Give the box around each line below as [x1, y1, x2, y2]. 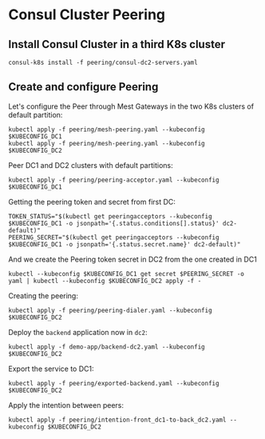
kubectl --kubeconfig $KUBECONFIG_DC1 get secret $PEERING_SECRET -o [8, 269, 245, 277]
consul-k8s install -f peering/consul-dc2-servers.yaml [8, 58, 198, 66]
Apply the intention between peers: [8, 400, 124, 409]
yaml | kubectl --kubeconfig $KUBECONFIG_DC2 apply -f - [8, 277, 202, 285]
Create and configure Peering [8, 80, 159, 94]
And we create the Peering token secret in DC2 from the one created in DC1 [8, 254, 257, 264]
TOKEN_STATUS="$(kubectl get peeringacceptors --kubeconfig [8, 212, 213, 221]
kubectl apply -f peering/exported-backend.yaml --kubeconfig [8, 379, 220, 387]
